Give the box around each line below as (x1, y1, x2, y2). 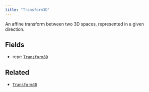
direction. (5, 26, 25, 32)
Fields (5, 41, 25, 49)
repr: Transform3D (12, 54, 48, 60)
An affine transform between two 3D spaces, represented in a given (5, 21, 144, 27)
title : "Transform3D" (5, 7, 50, 12)
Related (5, 68, 30, 77)
